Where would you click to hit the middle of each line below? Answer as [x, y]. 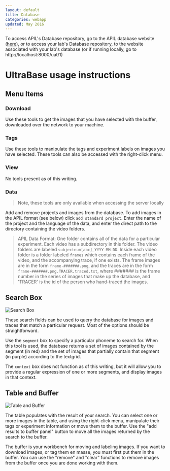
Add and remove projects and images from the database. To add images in [83, 213]
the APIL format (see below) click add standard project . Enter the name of [83, 218]
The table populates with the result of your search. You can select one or [81, 415]
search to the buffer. [27, 436]
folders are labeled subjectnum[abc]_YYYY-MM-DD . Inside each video [87, 250]
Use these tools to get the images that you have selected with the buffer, [81, 119]
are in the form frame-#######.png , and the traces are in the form [85, 266]
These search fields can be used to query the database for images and [79, 320]
